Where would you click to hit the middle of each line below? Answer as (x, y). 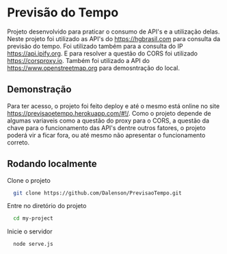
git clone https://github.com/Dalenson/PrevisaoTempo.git (98, 193)
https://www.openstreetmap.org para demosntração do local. (93, 68)
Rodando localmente (52, 164)
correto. (18, 142)
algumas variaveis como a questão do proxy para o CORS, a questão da (108, 120)
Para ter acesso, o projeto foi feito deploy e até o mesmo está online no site (113, 106)
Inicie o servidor (30, 231)
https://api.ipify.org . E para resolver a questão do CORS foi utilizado (103, 53)
